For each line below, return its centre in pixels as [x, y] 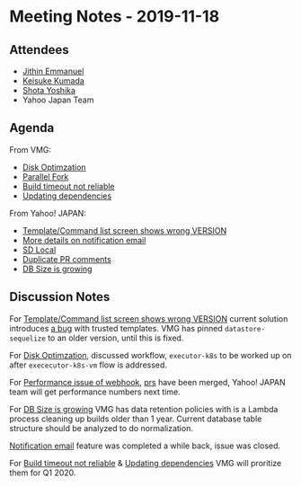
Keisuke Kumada [53, 81]
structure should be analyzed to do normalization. [101, 428]
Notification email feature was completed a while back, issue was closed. [145, 446]
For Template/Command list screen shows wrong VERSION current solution [149, 318]
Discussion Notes [60, 297]
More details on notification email [84, 240]
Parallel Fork [45, 176]
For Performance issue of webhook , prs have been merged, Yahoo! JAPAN [147, 382]
